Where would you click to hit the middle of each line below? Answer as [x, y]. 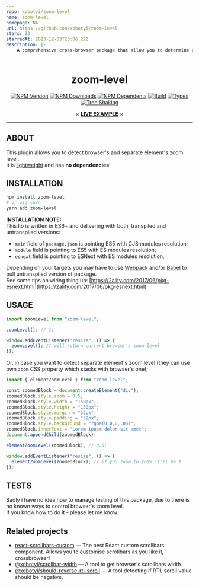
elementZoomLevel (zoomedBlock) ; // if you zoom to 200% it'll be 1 [97, 461]
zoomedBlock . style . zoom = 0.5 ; [45, 396]
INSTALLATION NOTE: [34, 219]
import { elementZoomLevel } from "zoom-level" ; [67, 380]
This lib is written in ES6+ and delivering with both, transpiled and [86, 225]
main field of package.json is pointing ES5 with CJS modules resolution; [101, 243]
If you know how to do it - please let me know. [62, 512]
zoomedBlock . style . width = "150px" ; [51, 402]
